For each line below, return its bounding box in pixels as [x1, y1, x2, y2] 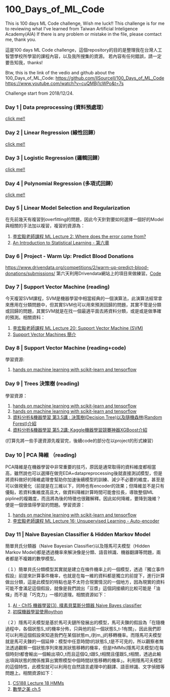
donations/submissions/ [5, 270, 56, 276]
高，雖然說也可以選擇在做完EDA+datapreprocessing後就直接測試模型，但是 [5, 470, 163, 476]
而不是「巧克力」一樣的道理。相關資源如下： [14, 592, 107, 598]
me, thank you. [5, 36, 36, 42]
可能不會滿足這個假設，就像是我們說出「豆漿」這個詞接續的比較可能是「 [5, 585, 156, 591]
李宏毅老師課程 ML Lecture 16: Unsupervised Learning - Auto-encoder [12, 517, 159, 524]
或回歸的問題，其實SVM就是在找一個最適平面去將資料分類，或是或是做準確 [5, 308, 162, 314]
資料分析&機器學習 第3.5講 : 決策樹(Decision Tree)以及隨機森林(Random [12, 414, 162, 420]
